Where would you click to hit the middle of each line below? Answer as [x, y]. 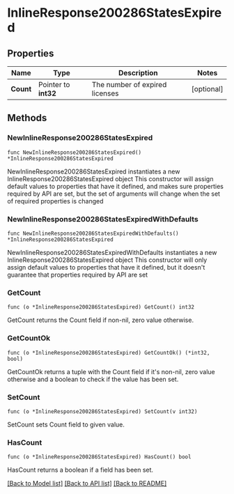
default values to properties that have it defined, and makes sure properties [116, 186]
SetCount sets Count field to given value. [66, 424]
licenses [106, 93]
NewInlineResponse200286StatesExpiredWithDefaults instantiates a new [112, 252]
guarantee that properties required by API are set [78, 275]
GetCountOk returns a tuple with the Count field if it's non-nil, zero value [111, 371]
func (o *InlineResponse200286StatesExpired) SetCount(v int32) [102, 411]
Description [138, 73]
